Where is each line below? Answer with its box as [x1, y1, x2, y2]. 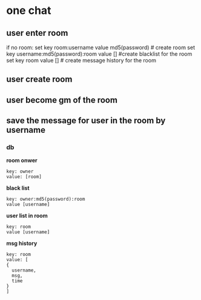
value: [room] [6, 174, 42, 180]
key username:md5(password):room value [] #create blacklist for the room [6, 50, 193, 58]
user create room [6, 74, 73, 85]
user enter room [6, 28, 68, 38]
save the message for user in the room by [6, 116, 166, 126]
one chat [6, 4, 51, 18]
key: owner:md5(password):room [6, 196, 85, 202]
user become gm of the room [6, 95, 118, 105]
